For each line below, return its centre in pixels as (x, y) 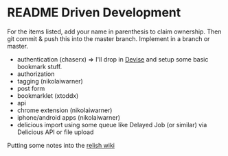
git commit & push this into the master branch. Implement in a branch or (109, 38)
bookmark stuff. (39, 66)
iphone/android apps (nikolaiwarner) (69, 117)
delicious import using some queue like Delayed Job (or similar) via (112, 125)
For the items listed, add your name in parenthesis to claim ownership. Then (114, 31)
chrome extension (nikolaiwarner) (65, 110)
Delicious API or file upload (55, 132)
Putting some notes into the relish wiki (61, 145)
